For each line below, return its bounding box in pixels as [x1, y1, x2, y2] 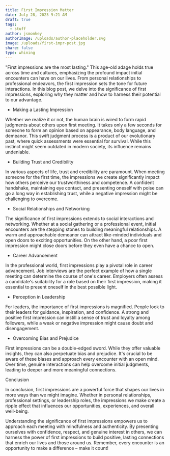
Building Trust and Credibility [12, 158, 74, 165]
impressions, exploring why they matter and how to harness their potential [5, 91, 161, 97]
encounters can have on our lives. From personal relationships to [5, 75, 141, 81]
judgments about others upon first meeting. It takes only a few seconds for [5, 122, 162, 128]
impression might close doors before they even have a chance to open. [5, 243, 155, 249]
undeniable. [5, 149, 30, 155]
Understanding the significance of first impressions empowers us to [5, 418, 148, 424]
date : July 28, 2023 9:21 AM [5, 12, 67, 17]
